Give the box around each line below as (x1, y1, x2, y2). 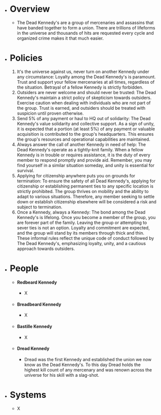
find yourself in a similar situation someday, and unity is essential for (17, 162, 155, 168)
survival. (17, 168, 35, 173)
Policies (9, 52, 43, 64)
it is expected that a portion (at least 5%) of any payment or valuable (17, 126, 155, 132)
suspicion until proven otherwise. (17, 110, 84, 116)
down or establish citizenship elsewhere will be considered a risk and (17, 198, 157, 204)
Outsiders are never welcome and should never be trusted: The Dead (17, 89, 156, 95)
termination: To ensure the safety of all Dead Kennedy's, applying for (17, 178, 156, 184)
